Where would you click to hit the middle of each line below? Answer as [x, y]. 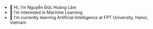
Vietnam [18, 22]
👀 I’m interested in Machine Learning [46, 12]
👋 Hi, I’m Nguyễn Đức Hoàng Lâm [43, 7]
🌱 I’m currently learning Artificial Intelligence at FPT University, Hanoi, [79, 17]
